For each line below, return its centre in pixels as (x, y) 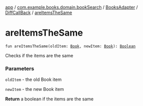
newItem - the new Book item (35, 89)
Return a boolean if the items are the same (49, 99)
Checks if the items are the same (39, 55)
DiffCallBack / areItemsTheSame (39, 13)
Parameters (20, 68)
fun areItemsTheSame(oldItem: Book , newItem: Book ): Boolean (70, 46)
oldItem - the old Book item (33, 79)
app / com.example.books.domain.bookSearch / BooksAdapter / (71, 7)
